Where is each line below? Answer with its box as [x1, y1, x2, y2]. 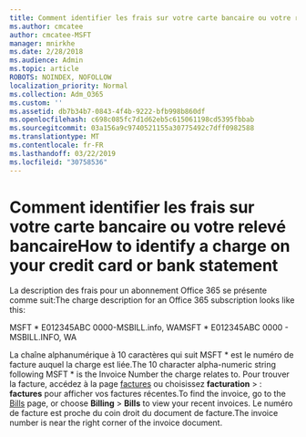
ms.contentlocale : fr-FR [9, 140, 104, 150]
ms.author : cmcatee [9, 22, 84, 31]
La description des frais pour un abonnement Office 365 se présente [9, 285, 267, 297]
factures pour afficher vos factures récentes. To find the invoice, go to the [9, 389, 287, 400]
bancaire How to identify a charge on [9, 235, 291, 256]
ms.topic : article [9, 65, 79, 74]
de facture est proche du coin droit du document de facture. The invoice [9, 408, 279, 419]
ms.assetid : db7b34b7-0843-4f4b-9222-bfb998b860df [9, 107, 206, 116]
